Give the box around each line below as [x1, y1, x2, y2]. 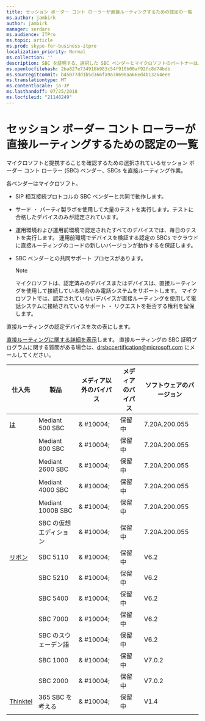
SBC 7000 [38, 615, 69, 623]
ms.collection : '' [6, 54, 53, 60]
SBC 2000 [38, 676, 69, 685]
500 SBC [38, 423, 65, 432]
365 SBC [38, 693, 65, 701]
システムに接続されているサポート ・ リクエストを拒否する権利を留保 [20, 302, 195, 309]
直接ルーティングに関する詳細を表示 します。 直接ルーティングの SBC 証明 [6, 335, 192, 343]
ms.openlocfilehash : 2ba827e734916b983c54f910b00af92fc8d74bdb [6, 65, 171, 72]
